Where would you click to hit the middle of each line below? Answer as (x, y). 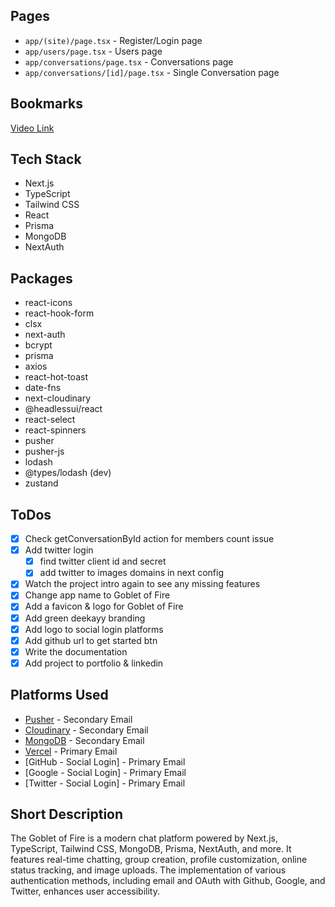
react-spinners (55, 430)
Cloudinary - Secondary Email (86, 730)
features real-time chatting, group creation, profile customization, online (159, 860)
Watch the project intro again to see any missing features (142, 584)
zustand (41, 483)
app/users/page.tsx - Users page (93, 51)
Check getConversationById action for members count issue (149, 539)
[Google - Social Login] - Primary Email (105, 772)
